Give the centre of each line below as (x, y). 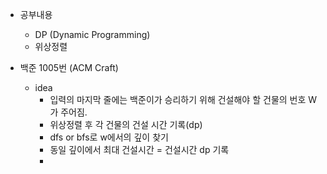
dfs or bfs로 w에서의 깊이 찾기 (109, 137)
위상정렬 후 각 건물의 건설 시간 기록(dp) (126, 124)
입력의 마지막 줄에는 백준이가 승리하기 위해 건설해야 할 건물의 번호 (178, 99)
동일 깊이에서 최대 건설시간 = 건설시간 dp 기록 (139, 149)
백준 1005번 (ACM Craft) (69, 67)
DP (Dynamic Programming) (92, 34)
